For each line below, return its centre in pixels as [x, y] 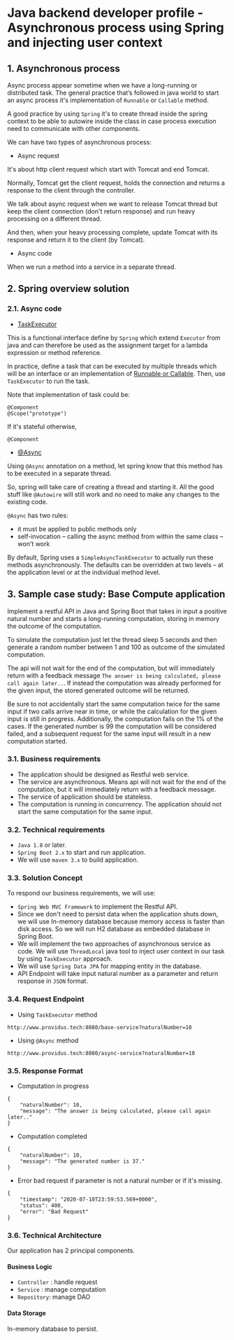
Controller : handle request [57, 1282]
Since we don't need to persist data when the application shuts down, [118, 914]
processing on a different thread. [54, 219]
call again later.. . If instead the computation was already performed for [114, 683]
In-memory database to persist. [53, 1329]
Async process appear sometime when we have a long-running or [102, 85]
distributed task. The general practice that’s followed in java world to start [113, 93]
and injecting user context [85, 43]
